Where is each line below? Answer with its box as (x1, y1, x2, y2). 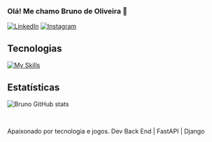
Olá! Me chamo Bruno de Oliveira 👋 (7, 6, 128, 16)
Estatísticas (7, 81, 60, 93)
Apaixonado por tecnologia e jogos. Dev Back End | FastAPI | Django (7, 127, 205, 135)
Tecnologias (7, 42, 62, 55)
